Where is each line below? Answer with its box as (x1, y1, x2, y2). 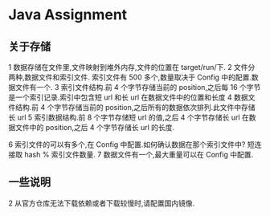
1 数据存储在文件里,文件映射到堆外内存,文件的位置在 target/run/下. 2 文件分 (8, 63, 256, 71)
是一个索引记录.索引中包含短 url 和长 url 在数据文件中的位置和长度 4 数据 (8, 92, 249, 102)
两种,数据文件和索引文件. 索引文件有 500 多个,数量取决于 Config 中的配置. (8, 72, 252, 82)
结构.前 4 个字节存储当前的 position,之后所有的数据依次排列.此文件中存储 (14, 103, 256, 112)
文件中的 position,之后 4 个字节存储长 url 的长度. (14, 123, 175, 132)
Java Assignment (8, 6, 128, 24)
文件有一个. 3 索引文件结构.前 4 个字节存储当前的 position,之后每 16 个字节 (14, 83, 261, 92)
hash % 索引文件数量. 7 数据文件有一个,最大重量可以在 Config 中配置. (23, 150, 254, 159)
